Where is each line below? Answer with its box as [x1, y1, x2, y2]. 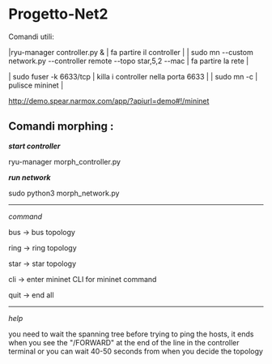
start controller [8, 141, 61, 151]
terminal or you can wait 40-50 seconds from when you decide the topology [8, 346, 263, 356]
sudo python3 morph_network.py [8, 188, 120, 198]
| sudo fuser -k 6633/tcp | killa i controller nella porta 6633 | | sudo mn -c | [8, 71, 258, 81]
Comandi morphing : [8, 119, 114, 134]
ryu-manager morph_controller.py [8, 156, 121, 166]
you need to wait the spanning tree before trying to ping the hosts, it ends [8, 329, 254, 339]
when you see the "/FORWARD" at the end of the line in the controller [8, 337, 240, 347]
